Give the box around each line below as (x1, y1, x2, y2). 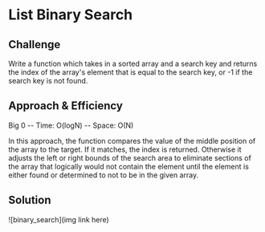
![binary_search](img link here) (8, 214, 110, 224)
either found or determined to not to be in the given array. (8, 170, 199, 180)
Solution (8, 193, 51, 207)
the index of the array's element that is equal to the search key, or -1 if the (8, 67, 253, 77)
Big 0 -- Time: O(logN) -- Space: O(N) (8, 120, 134, 130)
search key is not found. (8, 76, 88, 85)
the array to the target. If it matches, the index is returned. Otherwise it (8, 144, 243, 154)
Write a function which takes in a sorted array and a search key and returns (8, 59, 258, 68)
